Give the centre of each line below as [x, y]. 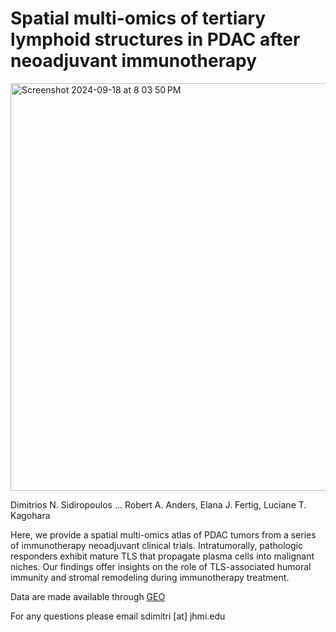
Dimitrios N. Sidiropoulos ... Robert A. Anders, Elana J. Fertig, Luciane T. [158, 504]
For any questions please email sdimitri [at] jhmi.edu [118, 616]
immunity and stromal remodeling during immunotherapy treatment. [150, 577]
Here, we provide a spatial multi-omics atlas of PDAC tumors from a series [163, 534]
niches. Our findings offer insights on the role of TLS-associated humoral [161, 566]
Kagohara [30, 515]
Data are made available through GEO [88, 596]
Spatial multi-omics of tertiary [138, 18]
